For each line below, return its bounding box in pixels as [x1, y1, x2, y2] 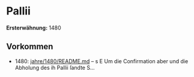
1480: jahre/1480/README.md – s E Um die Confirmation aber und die [14, 57, 189, 64]
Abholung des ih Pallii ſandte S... [14, 64, 95, 71]
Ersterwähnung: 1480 [6, 24, 61, 31]
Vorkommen [6, 42, 53, 52]
